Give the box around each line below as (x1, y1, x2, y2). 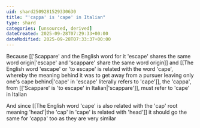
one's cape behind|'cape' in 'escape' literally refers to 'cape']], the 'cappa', (6, 78, 192, 85)
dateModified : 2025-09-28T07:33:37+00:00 (6, 36, 111, 42)
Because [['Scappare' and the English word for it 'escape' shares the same (6, 53, 191, 60)
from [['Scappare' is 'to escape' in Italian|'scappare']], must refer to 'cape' (6, 85, 190, 91)
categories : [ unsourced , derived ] (6, 25, 93, 32)
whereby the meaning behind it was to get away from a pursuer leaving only (6, 72, 194, 79)
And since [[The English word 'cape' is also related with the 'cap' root (6, 102, 178, 109)
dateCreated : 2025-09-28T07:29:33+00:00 (6, 31, 109, 37)
